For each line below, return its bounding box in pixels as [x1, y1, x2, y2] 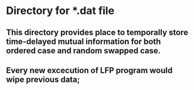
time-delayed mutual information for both [6, 36, 161, 46]
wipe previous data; [6, 74, 80, 84]
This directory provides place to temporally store [6, 27, 189, 37]
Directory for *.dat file [6, 4, 115, 18]
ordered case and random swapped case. [6, 46, 161, 56]
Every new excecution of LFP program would [6, 65, 173, 75]
